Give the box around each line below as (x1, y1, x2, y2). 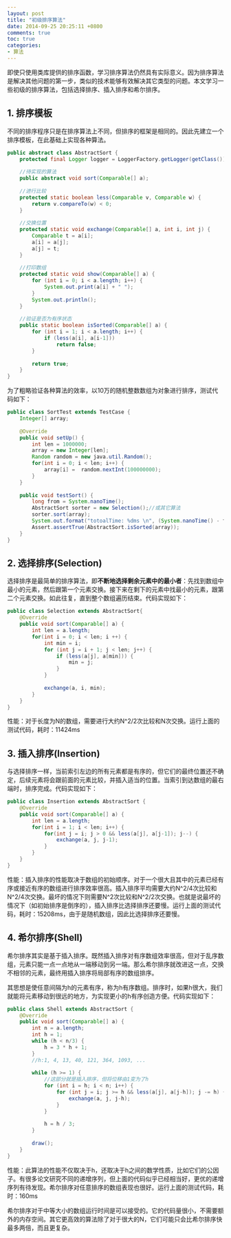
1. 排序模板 (7, 107, 53, 119)
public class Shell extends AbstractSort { (7, 1006, 134, 1012)
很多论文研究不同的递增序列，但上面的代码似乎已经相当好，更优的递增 (25, 1174, 224, 1183)
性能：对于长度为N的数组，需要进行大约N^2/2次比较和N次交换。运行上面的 (7, 717, 220, 726)
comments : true (7, 29, 51, 36)
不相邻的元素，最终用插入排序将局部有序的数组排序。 (7, 968, 158, 977)
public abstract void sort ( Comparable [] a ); (19, 175, 149, 182)
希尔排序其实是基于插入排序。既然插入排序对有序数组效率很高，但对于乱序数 (7, 951, 224, 959)
